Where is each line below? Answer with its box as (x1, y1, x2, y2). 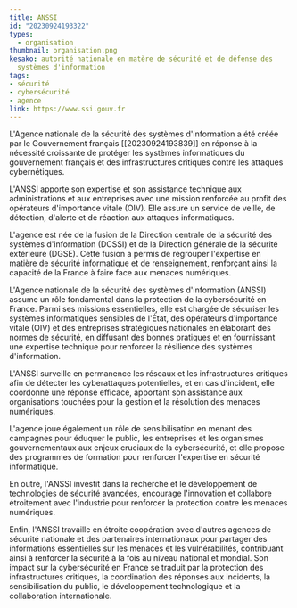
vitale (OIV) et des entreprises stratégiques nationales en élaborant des (9, 323, 272, 333)
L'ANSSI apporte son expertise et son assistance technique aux (9, 184, 243, 194)
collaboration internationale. (9, 590, 112, 602)
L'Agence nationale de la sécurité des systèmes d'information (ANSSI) (9, 284, 267, 295)
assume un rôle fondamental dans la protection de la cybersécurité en (9, 294, 267, 305)
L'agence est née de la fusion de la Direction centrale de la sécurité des (9, 229, 273, 241)
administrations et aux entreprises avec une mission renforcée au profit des (9, 193, 287, 204)
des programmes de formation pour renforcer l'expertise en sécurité (9, 452, 260, 463)
